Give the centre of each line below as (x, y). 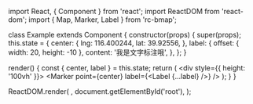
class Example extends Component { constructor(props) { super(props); (125, 35)
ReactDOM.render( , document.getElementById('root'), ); (100, 91)
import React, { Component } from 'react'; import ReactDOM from (114, 11)
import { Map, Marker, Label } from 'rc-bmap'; (103, 20)
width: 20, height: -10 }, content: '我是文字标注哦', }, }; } (97, 52)
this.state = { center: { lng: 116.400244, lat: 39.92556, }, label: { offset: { (124, 43)
